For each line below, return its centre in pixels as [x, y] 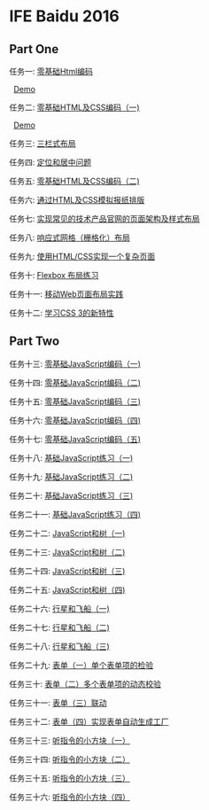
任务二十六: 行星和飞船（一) [60, 608]
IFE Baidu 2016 [64, 16]
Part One [34, 49]
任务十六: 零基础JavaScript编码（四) [75, 420]
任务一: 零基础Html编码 [51, 71]
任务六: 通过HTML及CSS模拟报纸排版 [77, 200]
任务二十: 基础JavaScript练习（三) [71, 495]
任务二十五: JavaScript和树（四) [67, 589]
